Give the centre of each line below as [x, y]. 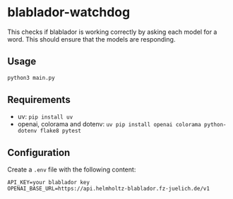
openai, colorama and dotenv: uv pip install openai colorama [109, 124]
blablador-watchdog [69, 12]
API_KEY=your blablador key [49, 183]
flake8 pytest [60, 131]
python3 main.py [31, 78]
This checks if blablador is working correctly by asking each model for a [112, 32]
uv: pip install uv [45, 116]
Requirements [39, 100]
